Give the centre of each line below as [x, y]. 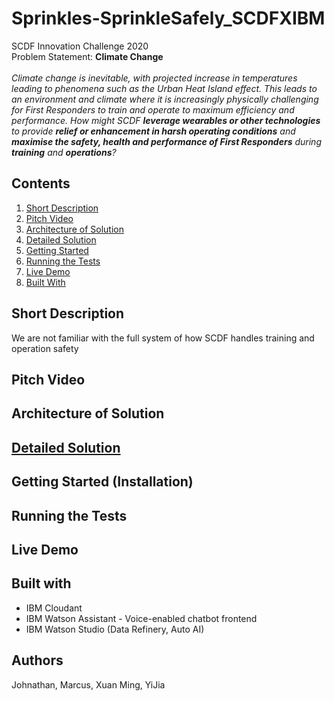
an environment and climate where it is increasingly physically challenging [165, 99]
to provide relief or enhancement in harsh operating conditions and [153, 131]
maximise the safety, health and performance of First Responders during [166, 141]
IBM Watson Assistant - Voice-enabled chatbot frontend [141, 618]
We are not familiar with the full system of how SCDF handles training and [163, 338]
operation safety [45, 348]
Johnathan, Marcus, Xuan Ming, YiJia [88, 684]
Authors [37, 660]
